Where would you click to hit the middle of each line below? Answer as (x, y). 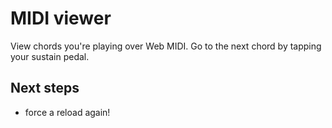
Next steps (45, 88)
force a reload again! (67, 112)
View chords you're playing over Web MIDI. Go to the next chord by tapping (166, 46)
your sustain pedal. (50, 56)
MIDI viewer (61, 18)
